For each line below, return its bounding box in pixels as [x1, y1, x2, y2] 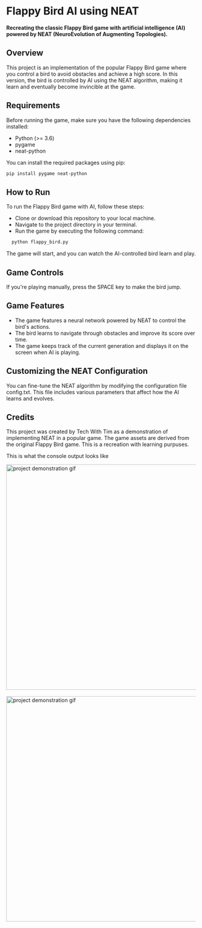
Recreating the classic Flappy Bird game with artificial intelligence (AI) [6, 24, 186, 31]
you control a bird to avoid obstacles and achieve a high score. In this [6, 70, 179, 78]
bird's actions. [14, 323, 50, 330]
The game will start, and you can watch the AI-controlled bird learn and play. [6, 250, 197, 257]
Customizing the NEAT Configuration [6, 366, 148, 376]
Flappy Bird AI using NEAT [6, 4, 139, 18]
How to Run [6, 187, 50, 197]
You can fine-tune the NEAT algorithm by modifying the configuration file [6, 382, 188, 389]
